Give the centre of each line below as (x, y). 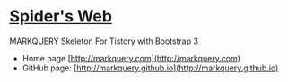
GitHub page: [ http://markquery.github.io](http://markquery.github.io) (150, 68)
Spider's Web (61, 16)
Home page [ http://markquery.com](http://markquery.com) (131, 58)
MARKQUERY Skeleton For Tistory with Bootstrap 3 (104, 41)
